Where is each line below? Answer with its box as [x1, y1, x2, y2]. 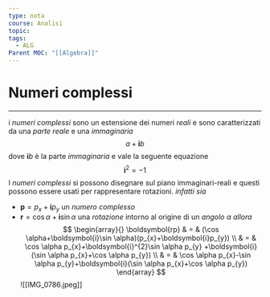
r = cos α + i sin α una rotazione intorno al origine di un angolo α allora [19, 212, 252, 222]
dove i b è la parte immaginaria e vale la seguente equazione [8, 151, 209, 161]
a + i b [125, 138, 145, 148]
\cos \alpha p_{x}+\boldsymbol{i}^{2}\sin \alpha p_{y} [24, 242, 202, 251]
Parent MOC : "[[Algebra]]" [8, 49, 99, 57]
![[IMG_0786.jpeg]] [19, 280, 83, 290]
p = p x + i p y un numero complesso [19, 201, 136, 214]
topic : [8, 26, 31, 35]
